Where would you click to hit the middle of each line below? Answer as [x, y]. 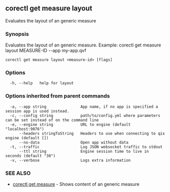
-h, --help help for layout [42, 83]
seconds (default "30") [31, 156]
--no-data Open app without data [74, 142]
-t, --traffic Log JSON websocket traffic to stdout [86, 147]
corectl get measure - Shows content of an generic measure [76, 184]
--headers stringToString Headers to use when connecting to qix [92, 133]
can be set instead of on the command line [52, 120]
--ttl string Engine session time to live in [84, 151]
